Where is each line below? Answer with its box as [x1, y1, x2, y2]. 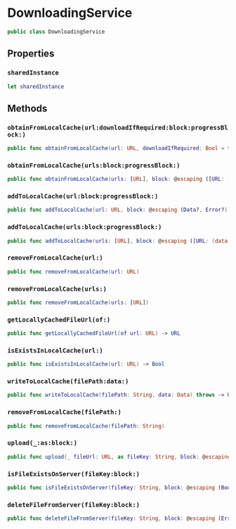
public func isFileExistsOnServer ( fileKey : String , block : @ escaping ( [7, 484, 221, 491]
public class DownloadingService [7, 28, 105, 35]
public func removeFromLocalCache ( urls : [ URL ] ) [7, 299, 150, 306]
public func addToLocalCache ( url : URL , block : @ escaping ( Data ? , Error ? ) [7, 206, 228, 214]
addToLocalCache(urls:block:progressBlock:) [7, 223, 162, 231]
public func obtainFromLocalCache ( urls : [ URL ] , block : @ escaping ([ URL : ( [7, 176, 231, 183]
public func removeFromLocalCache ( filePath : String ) [7, 422, 165, 430]
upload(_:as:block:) [7, 439, 78, 447]
